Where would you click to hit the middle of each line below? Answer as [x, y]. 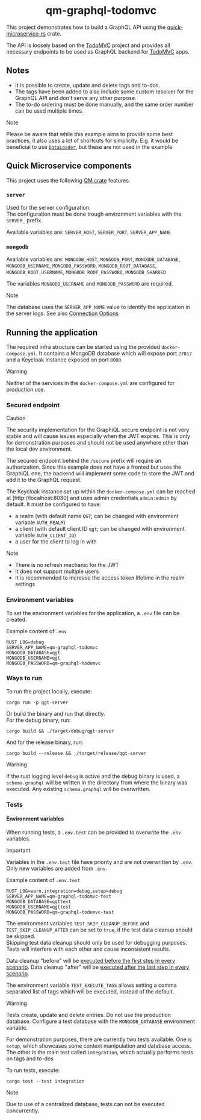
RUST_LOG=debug [25, 642]
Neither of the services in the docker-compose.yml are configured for [91, 383]
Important [18, 850]
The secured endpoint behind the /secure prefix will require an [84, 461]
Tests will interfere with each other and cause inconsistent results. [88, 949]
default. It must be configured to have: [54, 504]
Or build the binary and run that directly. [56, 713]
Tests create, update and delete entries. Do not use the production [89, 1015]
